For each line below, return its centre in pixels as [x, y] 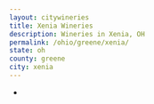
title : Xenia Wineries [51, 26]
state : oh [28, 51]
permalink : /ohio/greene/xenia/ [69, 42]
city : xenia [31, 68]
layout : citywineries [49, 17]
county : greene [37, 59]
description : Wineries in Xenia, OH [77, 34]
